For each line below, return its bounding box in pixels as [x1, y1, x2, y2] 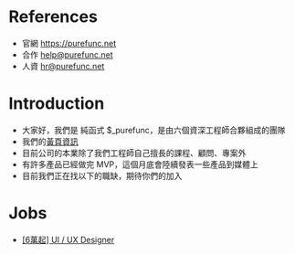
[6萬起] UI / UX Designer [21, 234, 115, 245]
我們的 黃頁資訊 [21, 135, 79, 147]
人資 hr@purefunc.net [21, 60, 105, 71]
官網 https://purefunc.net [21, 37, 117, 48]
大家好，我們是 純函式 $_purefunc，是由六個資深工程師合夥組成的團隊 [21, 124, 286, 135]
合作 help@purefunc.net [21, 48, 113, 60]
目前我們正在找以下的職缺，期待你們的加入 [21, 170, 183, 181]
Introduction [8, 93, 105, 114]
